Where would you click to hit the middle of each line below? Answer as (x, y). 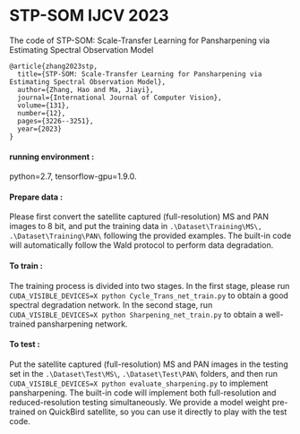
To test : (25, 345)
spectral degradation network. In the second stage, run (111, 304)
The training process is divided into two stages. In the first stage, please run (150, 285)
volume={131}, (43, 105)
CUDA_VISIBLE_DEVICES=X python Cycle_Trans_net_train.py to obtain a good (149, 295)
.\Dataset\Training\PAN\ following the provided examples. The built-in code (150, 236)
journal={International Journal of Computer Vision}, (120, 98)
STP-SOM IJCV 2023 (89, 16)
